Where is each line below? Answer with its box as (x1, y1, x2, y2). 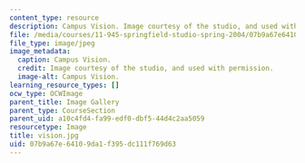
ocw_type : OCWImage (9, 89, 84, 98)
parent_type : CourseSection (9, 106, 116, 115)
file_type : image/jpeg (9, 38, 95, 48)
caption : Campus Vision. (17, 55, 112, 64)
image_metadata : (9, 47, 71, 56)
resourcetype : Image (9, 123, 88, 132)
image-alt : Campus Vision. (17, 72, 120, 81)
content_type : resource (9, 13, 100, 23)
